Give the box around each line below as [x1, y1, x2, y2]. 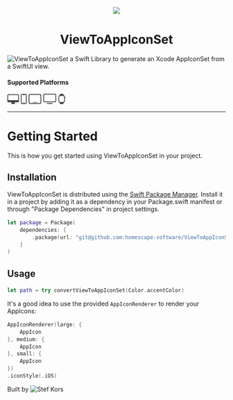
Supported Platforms [7, 78, 69, 86]
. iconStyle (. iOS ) [7, 372, 58, 380]
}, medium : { [7, 335, 45, 343]
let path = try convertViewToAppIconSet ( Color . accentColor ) [7, 287, 185, 294]
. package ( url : [32, 233, 73, 241]
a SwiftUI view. [7, 62, 50, 70]
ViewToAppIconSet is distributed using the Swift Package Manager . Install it [7, 190, 223, 198]
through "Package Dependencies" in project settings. [7, 205, 159, 213]
